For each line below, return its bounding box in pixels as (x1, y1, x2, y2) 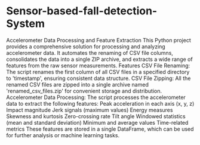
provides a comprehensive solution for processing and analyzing (6, 43, 165, 50)
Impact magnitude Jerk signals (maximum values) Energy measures (6, 106, 173, 113)
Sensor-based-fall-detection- (6, 4, 158, 18)
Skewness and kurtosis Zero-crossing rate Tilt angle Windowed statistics (6, 112, 186, 120)
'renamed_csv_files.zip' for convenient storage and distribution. (6, 87, 162, 94)
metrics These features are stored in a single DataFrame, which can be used (6, 125, 194, 132)
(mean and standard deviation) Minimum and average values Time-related (6, 119, 189, 126)
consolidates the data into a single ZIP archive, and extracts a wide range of (6, 55, 193, 63)
